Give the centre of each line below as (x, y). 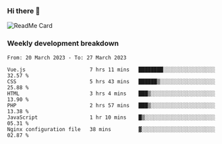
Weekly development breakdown (63, 44)
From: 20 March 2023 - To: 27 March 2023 (67, 57)
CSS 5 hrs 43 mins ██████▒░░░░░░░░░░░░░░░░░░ (111, 81)
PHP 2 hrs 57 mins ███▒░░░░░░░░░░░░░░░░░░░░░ (111, 105)
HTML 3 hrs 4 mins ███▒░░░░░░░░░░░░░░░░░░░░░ (111, 93)
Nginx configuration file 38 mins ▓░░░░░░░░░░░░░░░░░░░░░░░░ (111, 129)
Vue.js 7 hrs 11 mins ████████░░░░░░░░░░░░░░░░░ (111, 70)
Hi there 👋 (24, 11)
